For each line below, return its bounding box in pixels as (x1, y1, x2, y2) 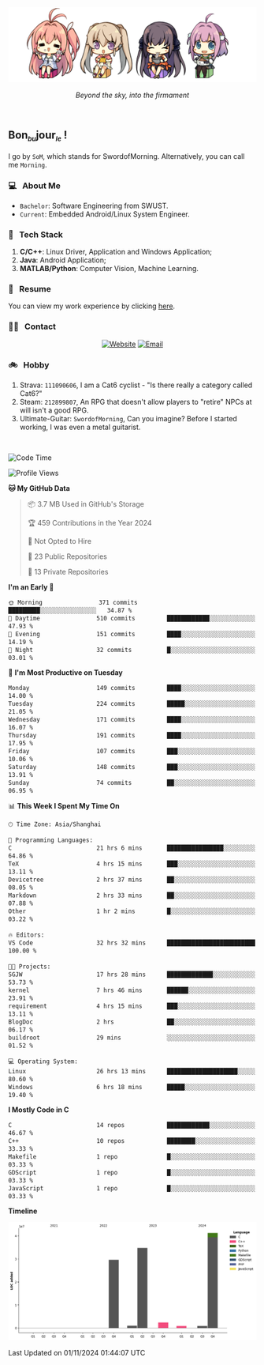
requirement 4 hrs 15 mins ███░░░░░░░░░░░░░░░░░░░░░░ (8, 1002, 256, 1010)
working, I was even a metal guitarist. (19, 422, 141, 432)
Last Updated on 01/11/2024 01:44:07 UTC (8, 1348, 146, 1357)
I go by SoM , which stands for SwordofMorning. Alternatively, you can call (8, 151, 245, 160)
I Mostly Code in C (8, 1105, 69, 1114)
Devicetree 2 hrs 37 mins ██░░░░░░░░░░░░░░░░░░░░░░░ (8, 876, 256, 884)
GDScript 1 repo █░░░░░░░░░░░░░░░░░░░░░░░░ (8, 1169, 256, 1177)
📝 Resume (8, 284, 51, 295)
